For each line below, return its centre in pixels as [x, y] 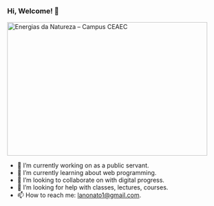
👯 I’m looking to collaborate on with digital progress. [91, 180]
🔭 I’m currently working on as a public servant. [83, 165]
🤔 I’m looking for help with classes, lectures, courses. [93, 187]
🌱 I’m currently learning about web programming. [87, 173]
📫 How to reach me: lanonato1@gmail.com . [79, 195]
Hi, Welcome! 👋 [33, 11]
